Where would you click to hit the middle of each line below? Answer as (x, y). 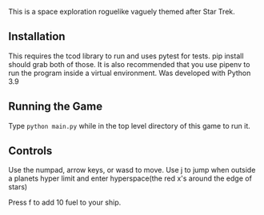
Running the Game (55, 107)
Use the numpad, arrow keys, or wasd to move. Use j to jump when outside (132, 170)
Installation (37, 36)
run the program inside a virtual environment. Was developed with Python (130, 73)
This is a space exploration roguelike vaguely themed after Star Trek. (122, 12)
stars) (18, 187)
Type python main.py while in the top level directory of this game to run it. (129, 125)
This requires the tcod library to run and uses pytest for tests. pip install (126, 56)
